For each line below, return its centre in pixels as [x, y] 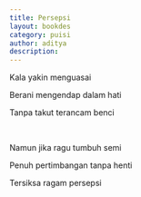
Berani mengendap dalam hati [65, 95]
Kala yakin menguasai [50, 77]
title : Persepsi [40, 18]
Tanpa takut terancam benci [62, 113]
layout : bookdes [40, 26]
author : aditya [38, 43]
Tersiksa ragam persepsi [55, 183]
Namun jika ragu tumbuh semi [65, 148]
